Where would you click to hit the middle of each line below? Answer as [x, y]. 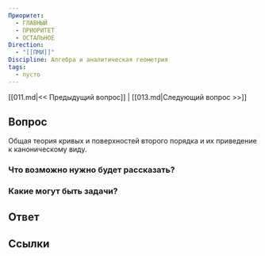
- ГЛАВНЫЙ [31, 23]
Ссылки [29, 244]
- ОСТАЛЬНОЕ [35, 38]
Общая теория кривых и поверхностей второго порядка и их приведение [133, 141]
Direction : [26, 45]
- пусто [28, 75]
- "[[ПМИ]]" [35, 52]
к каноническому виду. [48, 149]
